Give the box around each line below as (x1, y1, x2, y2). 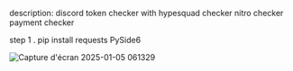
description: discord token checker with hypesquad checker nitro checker (9, 8, 284, 18)
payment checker (9, 17, 75, 28)
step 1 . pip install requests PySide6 (9, 35, 142, 45)
